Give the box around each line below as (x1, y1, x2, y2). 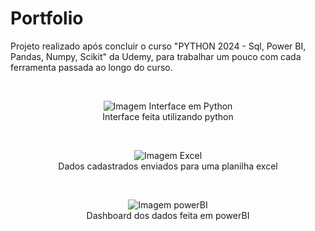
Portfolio (10, 7, 84, 30)
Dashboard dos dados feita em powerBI (86, 209, 250, 221)
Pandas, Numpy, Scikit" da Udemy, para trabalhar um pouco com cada (10, 50, 302, 62)
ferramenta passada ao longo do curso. (10, 61, 173, 73)
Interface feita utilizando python (102, 110, 234, 122)
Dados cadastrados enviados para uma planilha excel (58, 160, 278, 172)
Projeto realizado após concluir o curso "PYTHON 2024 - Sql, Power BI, (10, 40, 307, 52)
